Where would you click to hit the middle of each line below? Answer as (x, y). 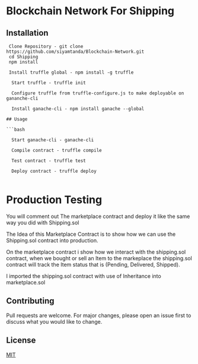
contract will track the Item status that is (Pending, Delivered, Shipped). (93, 264)
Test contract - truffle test (49, 161)
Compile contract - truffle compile (57, 150)
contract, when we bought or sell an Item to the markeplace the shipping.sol (99, 258)
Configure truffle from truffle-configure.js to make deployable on (98, 93)
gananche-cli (22, 99)
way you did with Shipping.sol (43, 222)
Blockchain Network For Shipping (90, 11)
